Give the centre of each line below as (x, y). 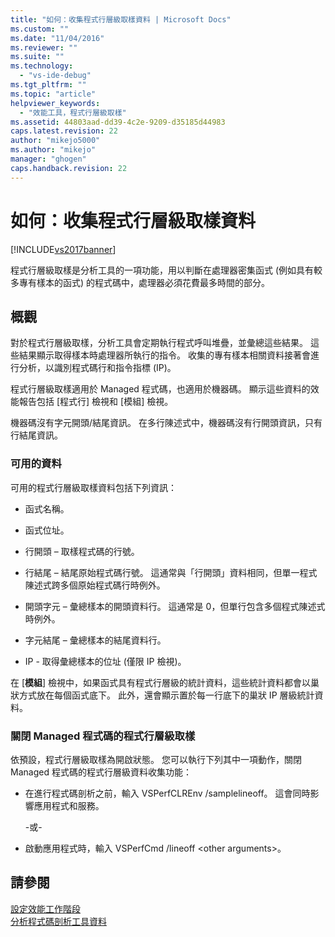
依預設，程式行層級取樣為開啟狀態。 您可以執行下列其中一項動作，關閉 (156, 759)
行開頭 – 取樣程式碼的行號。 (82, 551)
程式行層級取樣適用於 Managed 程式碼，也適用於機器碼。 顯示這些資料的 (160, 389)
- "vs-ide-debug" (55, 76)
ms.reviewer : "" (44, 47)
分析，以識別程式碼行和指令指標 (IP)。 (97, 368)
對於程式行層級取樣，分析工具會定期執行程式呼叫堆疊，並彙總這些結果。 (159, 343)
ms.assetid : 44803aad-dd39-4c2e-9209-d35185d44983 (118, 122)
